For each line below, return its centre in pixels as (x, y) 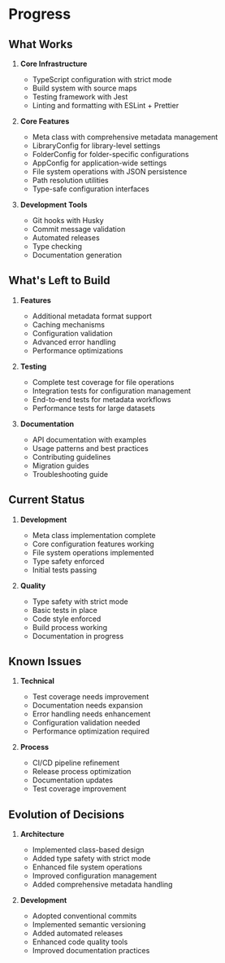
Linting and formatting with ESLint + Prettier (106, 105)
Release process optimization (82, 772)
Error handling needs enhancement (91, 714)
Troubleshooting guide (70, 474)
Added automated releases (78, 934)
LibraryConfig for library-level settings (96, 146)
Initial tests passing (65, 570)
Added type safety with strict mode (91, 859)
